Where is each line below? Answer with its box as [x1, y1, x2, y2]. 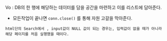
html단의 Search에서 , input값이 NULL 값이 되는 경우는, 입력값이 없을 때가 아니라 [5, 26, 162, 31]
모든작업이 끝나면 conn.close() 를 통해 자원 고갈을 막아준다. [12, 15, 132, 21]
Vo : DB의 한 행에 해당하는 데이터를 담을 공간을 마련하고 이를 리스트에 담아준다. [5, 5, 162, 10]
